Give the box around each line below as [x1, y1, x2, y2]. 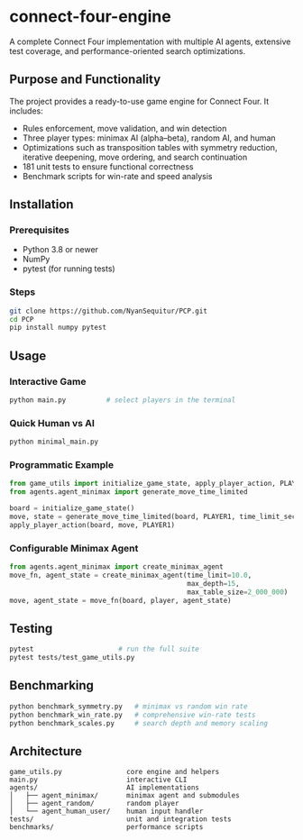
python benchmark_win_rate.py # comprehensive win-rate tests [9, 710, 256, 719]
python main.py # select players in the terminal [9, 396, 236, 405]
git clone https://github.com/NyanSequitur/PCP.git [9, 306, 207, 315]
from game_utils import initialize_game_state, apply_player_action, [9, 479, 277, 488]
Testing [9, 620, 53, 636]
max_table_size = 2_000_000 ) [186, 588, 289, 597]
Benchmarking [9, 678, 95, 693]
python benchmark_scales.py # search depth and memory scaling [9, 718, 269, 727]
